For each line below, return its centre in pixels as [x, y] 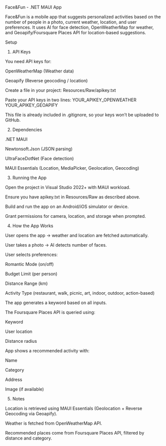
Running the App [29, 178]
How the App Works [33, 226]
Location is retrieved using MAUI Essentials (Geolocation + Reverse [74, 408]
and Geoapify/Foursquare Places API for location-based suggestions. [76, 32]
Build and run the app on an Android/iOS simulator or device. [67, 206]
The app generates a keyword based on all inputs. [56, 303]
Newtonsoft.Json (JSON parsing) [39, 149]
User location [19, 331]
